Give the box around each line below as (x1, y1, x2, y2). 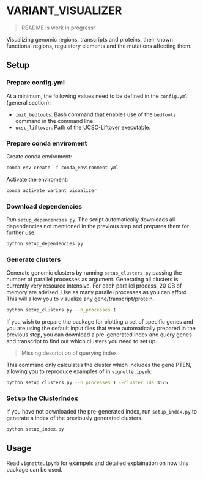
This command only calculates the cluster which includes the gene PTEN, (6, 362, 191, 369)
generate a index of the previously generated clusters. (6, 414, 143, 422)
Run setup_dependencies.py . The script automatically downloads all (6, 215, 175, 223)
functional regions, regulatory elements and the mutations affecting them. (6, 42, 192, 50)
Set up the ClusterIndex (6, 394, 78, 403)
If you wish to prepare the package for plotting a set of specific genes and (6, 318, 194, 325)
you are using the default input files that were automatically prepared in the (6, 325, 196, 332)
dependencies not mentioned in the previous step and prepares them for (6, 222, 190, 229)
